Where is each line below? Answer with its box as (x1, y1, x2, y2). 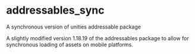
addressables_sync (6, 4, 105, 17)
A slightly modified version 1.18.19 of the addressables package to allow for (6, 34, 189, 42)
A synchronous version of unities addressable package (6, 23, 141, 30)
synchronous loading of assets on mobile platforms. (6, 41, 134, 48)
